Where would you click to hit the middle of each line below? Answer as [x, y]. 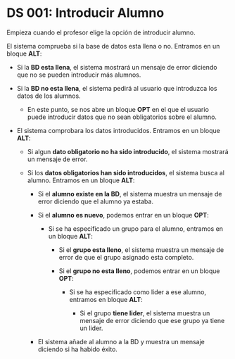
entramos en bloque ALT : [106, 299]
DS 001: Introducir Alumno [85, 13]
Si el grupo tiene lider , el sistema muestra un [145, 313]
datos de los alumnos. [49, 96]
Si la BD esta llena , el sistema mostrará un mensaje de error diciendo [117, 67]
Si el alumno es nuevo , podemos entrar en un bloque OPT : [123, 215]
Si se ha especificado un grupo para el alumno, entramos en [135, 228]
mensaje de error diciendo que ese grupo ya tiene [152, 320]
